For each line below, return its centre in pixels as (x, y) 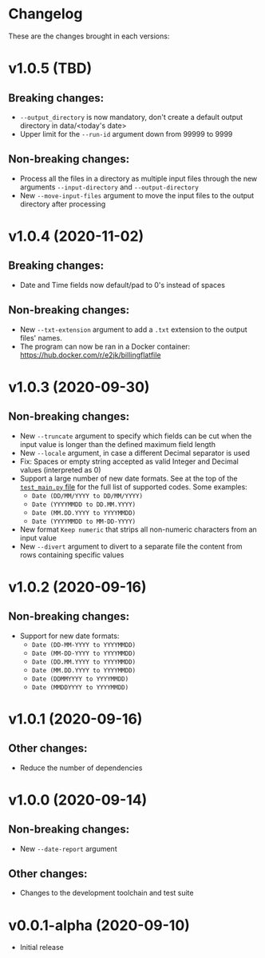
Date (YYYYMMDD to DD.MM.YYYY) (84, 505)
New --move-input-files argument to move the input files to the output (137, 195)
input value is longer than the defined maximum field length (117, 444)
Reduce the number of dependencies (81, 768)
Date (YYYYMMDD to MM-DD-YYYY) (84, 521)
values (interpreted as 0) (60, 469)
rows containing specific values (72, 555)
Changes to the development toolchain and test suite (107, 893)
